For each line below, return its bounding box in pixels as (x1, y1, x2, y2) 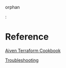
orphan (5, 4, 20, 10)
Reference (5, 31, 49, 43)
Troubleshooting (5, 57, 39, 63)
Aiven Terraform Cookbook (5, 47, 61, 54)
